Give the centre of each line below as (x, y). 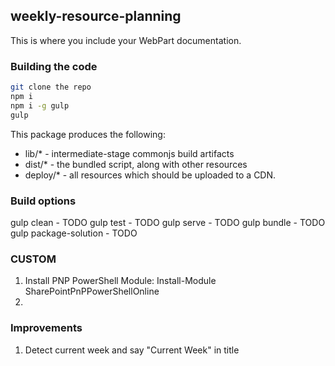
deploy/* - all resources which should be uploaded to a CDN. (150, 175)
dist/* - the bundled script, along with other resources (136, 164)
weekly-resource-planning (96, 16)
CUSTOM (33, 259)
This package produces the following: (88, 134)
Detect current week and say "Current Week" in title (132, 350)
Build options (43, 201)
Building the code (54, 66)
